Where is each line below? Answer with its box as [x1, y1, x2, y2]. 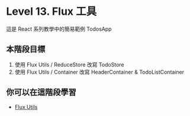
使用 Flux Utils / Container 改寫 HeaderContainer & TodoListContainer [14, 68, 185, 75]
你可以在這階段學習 [6, 87, 76, 97]
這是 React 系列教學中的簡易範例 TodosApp [6, 25, 112, 32]
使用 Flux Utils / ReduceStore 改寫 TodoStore [14, 61, 124, 68]
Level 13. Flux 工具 [6, 5, 97, 18]
